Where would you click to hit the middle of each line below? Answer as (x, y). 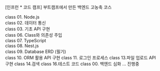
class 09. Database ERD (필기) (36, 51)
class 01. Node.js (22, 17)
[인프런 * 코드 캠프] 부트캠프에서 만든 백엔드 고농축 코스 (59, 7)
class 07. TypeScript (26, 40)
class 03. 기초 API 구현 (28, 29)
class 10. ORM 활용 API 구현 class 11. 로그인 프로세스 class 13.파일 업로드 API (81, 58)
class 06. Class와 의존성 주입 (34, 35)
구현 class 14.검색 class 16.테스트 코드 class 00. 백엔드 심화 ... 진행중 (72, 64)
